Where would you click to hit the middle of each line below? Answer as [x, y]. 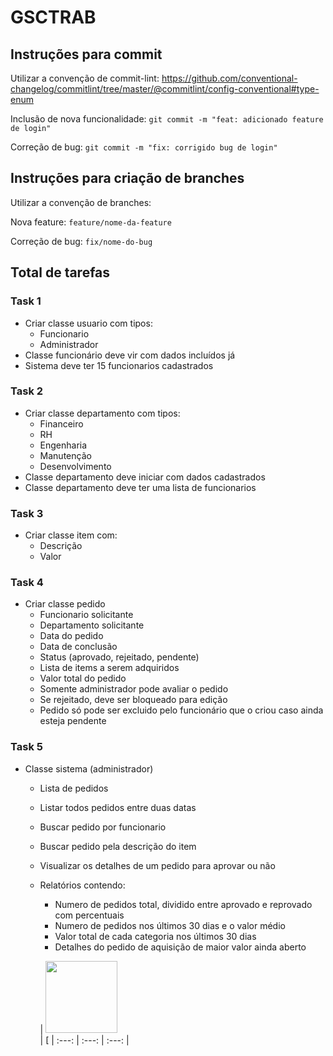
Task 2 [27, 391]
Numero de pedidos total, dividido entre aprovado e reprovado [183, 904]
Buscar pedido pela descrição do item [118, 846]
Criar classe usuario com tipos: [88, 323]
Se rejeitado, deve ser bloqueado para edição [133, 700]
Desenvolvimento [75, 466]
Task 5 [26, 747]
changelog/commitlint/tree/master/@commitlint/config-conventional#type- [165, 89]
